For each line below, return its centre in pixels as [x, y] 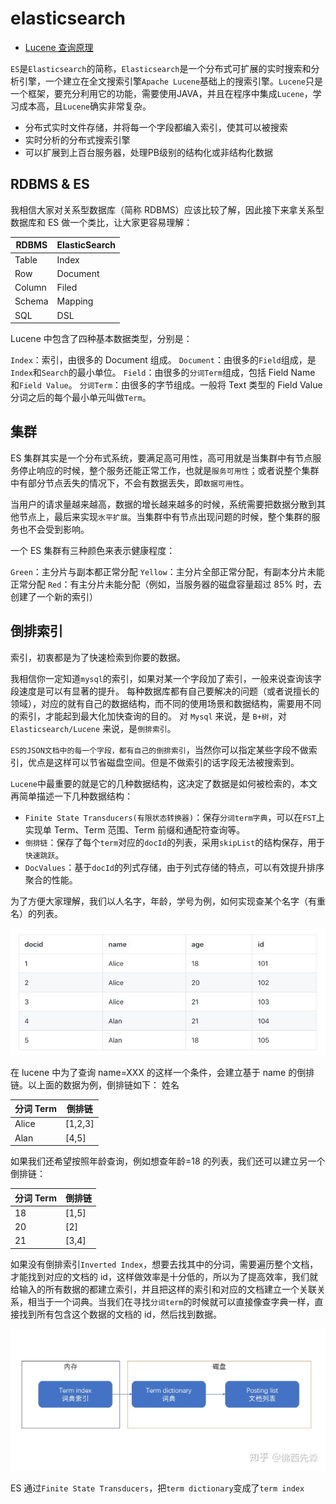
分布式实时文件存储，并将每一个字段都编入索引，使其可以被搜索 [156, 127]
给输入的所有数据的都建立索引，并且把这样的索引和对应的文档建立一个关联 [163, 1289]
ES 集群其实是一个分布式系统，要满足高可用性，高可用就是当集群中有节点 [161, 458]
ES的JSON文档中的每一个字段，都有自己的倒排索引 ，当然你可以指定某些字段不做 [159, 749]
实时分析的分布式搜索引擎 [77, 139]
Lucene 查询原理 [59, 47]
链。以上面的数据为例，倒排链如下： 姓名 [95, 1084]
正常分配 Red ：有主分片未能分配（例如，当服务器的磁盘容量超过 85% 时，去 [166, 584]
